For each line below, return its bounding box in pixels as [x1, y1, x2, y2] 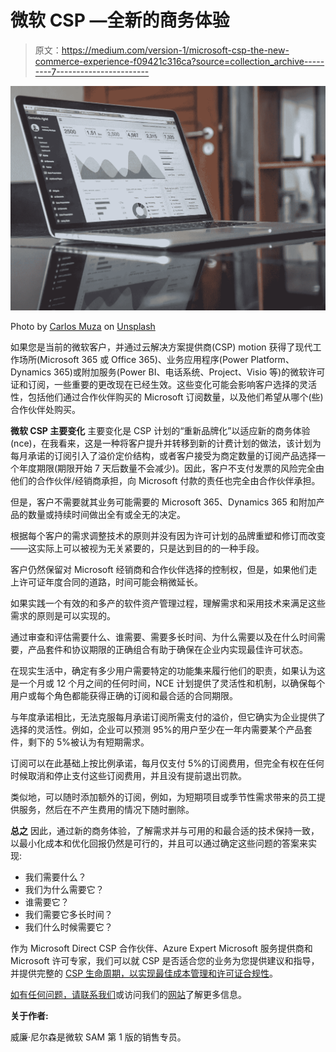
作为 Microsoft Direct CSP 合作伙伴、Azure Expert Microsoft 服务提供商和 [10, 942, 313, 954]
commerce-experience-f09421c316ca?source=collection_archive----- [34, 55, 325, 67]
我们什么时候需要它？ [24, 921, 113, 933]
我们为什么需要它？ [24, 883, 105, 895]
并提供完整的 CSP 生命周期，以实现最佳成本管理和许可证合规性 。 [10, 967, 279, 979]
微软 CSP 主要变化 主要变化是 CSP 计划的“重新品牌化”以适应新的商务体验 [10, 424, 311, 436]
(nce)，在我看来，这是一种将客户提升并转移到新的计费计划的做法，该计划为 [10, 437, 322, 449]
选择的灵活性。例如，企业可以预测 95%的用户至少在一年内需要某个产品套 [10, 723, 313, 735]
